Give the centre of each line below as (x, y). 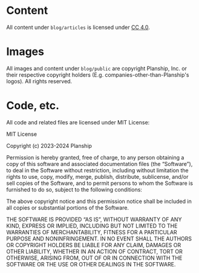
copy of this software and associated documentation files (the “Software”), (99, 164)
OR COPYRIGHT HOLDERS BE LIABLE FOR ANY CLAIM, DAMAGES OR (94, 245)
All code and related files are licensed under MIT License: (78, 122)
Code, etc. (33, 106)
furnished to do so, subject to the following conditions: (74, 189)
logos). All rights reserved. (39, 81)
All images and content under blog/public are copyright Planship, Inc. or (97, 68)
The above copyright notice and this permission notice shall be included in (99, 201)
